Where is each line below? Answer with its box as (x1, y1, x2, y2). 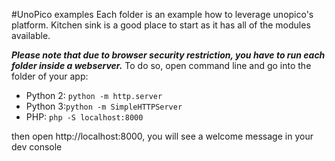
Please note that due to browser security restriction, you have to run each (11, 49, 326, 61)
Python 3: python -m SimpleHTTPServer (25, 100, 183, 112)
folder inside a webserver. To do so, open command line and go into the (11, 60, 312, 71)
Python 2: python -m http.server (25, 90, 163, 101)
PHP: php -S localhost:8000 (25, 111, 144, 123)
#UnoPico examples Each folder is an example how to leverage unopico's (11, 9, 314, 20)
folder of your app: (11, 70, 89, 82)
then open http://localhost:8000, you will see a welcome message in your (11, 130, 314, 142)
